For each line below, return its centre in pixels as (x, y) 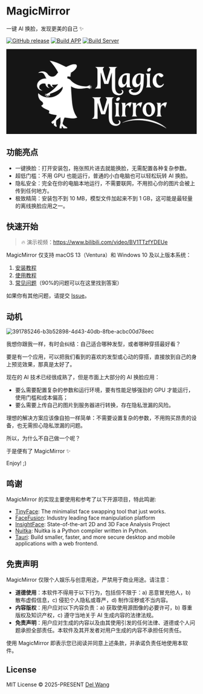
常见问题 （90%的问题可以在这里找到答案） (69, 283)
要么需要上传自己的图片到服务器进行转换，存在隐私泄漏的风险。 (94, 405)
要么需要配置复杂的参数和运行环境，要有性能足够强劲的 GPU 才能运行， (104, 390)
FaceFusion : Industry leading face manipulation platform (85, 518)
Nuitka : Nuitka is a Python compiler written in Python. (81, 531)
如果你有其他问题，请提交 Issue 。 (48, 296)
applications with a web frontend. (56, 544)
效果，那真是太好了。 (49, 365)
